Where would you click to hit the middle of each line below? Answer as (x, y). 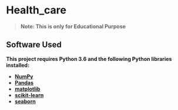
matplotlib (27, 89)
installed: (18, 65)
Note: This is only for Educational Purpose (73, 26)
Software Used (34, 45)
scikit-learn (29, 95)
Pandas (24, 82)
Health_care (36, 10)
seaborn (25, 101)
